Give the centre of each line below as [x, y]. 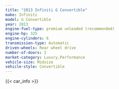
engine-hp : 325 [21, 34]
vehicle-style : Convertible [35, 67]
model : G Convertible [28, 19]
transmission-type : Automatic [37, 43]
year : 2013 [17, 24]
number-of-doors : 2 [26, 52]
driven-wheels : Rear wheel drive [41, 48]
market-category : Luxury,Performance [45, 57]
